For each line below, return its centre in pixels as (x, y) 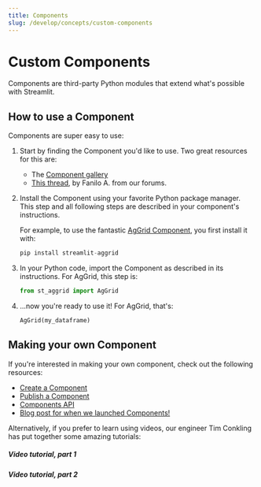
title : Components (38, 15)
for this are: (38, 159)
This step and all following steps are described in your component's (129, 206)
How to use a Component (71, 116)
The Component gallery (70, 175)
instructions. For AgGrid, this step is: (79, 277)
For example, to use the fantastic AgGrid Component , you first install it (133, 230)
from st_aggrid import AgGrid (69, 291)
